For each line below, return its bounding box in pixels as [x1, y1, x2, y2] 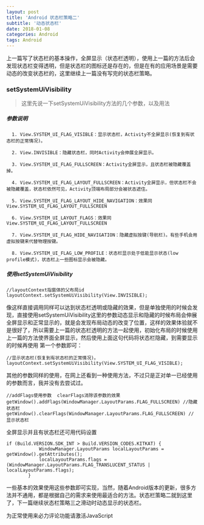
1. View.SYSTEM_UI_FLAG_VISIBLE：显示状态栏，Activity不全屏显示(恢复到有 [12, 132, 190, 138]
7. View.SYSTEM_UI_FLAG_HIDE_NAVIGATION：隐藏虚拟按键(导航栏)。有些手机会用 [12, 232, 197, 239]
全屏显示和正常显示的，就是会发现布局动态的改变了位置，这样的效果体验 [6, 319, 187, 327]
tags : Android [6, 37, 42, 43]
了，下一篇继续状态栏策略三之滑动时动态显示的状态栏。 [6, 499, 144, 507]
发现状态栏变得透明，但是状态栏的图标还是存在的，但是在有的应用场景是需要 [6, 62, 198, 69]
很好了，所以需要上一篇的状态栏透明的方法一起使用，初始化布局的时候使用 [11, 327, 198, 334]
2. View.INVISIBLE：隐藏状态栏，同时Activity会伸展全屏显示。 [12, 150, 157, 156]
